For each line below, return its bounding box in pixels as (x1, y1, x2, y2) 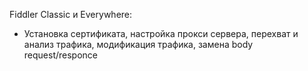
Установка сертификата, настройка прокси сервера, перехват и (23, 28, 299, 39)
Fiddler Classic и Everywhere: (9, 9, 133, 20)
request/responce (23, 49, 99, 61)
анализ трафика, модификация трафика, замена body (23, 39, 254, 50)
